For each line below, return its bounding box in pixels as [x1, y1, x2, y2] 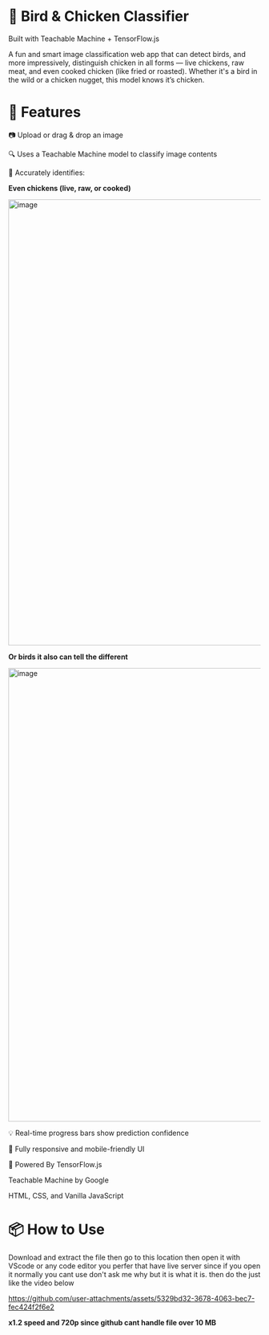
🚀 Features [8, 104, 82, 121]
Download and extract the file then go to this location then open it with [8, 1252, 240, 1262]
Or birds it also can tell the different [8, 652, 128, 661]
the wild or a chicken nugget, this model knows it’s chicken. [8, 75, 205, 84]
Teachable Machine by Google [8, 1175, 110, 1185]
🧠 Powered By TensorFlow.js [8, 1159, 102, 1169]
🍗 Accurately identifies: [8, 168, 86, 177]
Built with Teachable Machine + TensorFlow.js [8, 34, 160, 43]
